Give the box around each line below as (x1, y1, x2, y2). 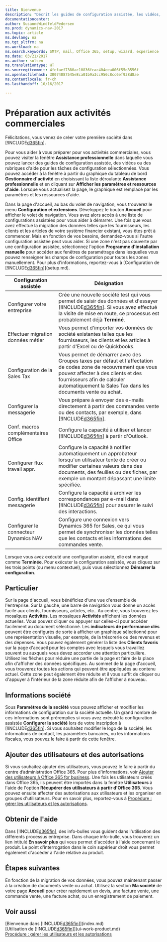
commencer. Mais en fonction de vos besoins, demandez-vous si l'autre (5, 233, 153, 239)
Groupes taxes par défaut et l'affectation (58, 357, 153, 364)
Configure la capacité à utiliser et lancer (58, 426, 152, 433)
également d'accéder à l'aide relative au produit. (5, 849, 104, 855)
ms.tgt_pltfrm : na (5, 40, 43, 45)
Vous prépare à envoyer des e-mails (58, 397, 144, 404)
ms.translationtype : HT (5, 63, 55, 68)
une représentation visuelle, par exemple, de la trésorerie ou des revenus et (5, 634, 160, 640)
